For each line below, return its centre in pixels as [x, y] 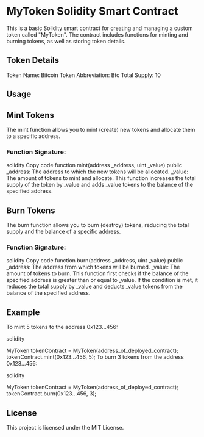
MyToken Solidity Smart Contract [92, 11]
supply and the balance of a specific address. [64, 232]
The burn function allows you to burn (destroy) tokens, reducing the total [98, 225]
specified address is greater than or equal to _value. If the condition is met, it [102, 280]
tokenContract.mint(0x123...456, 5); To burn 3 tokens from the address [95, 357]
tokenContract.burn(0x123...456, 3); [51, 394]
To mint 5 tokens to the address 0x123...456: [62, 327]
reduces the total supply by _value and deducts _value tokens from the [94, 287]
